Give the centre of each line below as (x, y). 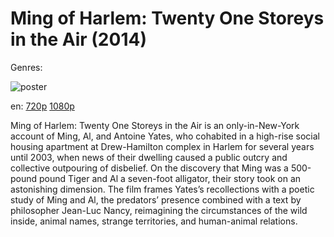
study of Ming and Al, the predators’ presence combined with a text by (156, 199)
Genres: (26, 67)
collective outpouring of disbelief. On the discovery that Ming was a (149, 168)
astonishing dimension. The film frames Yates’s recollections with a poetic (162, 189)
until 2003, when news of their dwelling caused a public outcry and (149, 157)
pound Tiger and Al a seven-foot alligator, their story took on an (170, 178)
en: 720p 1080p (42, 106)
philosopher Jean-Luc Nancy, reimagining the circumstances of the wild (159, 210)
